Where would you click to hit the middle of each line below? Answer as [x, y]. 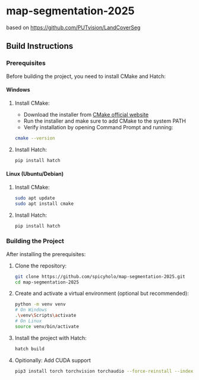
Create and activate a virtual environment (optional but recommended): [102, 294]
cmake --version [35, 138]
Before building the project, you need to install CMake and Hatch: [86, 76]
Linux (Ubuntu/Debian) [35, 174]
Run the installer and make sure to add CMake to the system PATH [105, 121]
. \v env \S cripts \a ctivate [45, 316]
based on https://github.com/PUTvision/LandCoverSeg [73, 27]
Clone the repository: [41, 266]
